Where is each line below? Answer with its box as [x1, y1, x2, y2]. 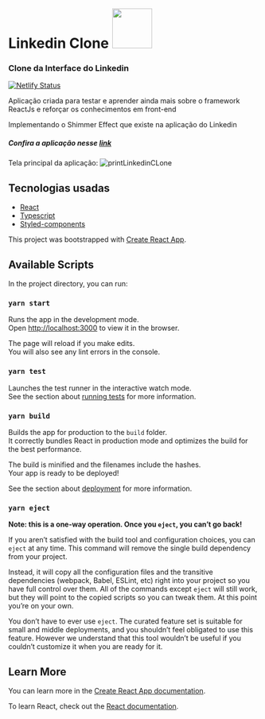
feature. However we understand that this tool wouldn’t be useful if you [8, 633, 241, 643]
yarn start [8, 299, 50, 308]
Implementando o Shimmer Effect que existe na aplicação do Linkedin [8, 120, 237, 130]
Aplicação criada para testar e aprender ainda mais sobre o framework [8, 96, 240, 106]
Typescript [19, 211, 56, 220]
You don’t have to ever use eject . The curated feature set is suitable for [8, 616, 243, 626]
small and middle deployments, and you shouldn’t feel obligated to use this [8, 625, 253, 635]
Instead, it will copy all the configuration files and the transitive [8, 567, 213, 577]
